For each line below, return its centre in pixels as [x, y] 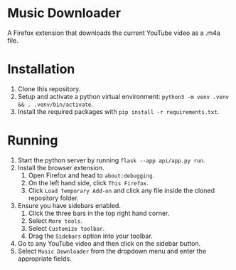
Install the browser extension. [61, 167]
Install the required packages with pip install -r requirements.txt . [118, 111]
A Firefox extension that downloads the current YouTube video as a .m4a [114, 33]
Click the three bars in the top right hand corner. [99, 213]
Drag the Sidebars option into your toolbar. [90, 236]
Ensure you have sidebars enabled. [69, 205]
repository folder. [54, 198]
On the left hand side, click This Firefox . [88, 182]
